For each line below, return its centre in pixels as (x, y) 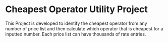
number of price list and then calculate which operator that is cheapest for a (84, 28)
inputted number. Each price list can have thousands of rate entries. (76, 34)
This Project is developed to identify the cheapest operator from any (76, 23)
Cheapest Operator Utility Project (76, 9)
